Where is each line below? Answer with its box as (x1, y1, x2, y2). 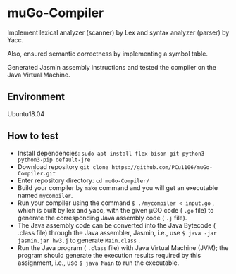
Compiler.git (17, 170, 56, 177)
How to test (7, 130, 58, 142)
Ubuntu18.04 (7, 109, 44, 118)
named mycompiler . (17, 191, 73, 199)
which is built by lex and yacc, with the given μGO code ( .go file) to (17, 206, 214, 214)
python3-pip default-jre (17, 156, 91, 163)
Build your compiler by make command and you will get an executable (17, 183, 218, 192)
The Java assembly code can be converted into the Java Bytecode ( (17, 220, 216, 230)
